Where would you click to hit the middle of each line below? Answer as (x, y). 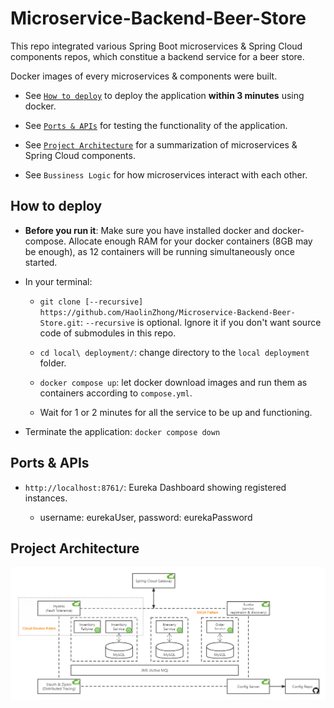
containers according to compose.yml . (116, 393)
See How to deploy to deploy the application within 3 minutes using (164, 95)
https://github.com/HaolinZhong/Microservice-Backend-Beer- (167, 312)
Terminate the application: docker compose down (122, 431)
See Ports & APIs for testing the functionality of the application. (156, 125)
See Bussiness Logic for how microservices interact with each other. (166, 174)
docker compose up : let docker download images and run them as (173, 382)
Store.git (60, 323)
